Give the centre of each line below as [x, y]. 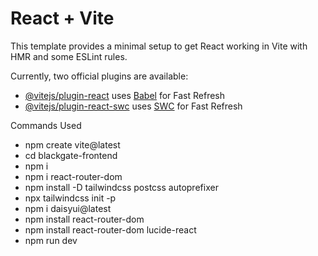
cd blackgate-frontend [71, 155]
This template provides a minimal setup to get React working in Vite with [159, 46]
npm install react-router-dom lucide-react [110, 229]
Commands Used [46, 125]
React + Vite [62, 18]
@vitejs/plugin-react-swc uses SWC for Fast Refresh [133, 106]
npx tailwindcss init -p [70, 198]
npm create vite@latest [72, 144]
